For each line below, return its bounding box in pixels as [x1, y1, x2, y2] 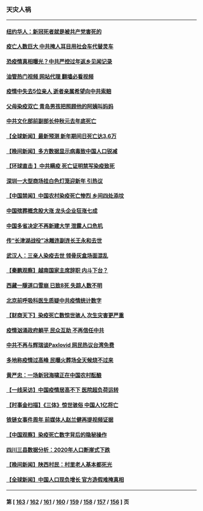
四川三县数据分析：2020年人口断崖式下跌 [6, 446, 111, 453]
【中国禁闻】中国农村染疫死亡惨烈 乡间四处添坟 [6, 192, 124, 200]
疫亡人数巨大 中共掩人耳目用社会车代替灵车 [6, 43, 114, 50]
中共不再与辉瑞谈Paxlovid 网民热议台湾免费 [6, 341, 115, 349]
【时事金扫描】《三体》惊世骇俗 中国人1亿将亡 [6, 401, 119, 408]
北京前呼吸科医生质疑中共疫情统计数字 [6, 297, 101, 304]
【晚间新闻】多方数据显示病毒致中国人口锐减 [6, 147, 118, 154]
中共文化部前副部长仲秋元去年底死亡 [6, 118, 97, 125]
